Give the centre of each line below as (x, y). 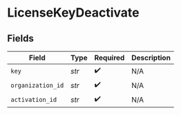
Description (151, 58)
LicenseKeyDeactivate (73, 13)
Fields (21, 38)
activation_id (34, 99)
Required (109, 58)
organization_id (37, 85)
